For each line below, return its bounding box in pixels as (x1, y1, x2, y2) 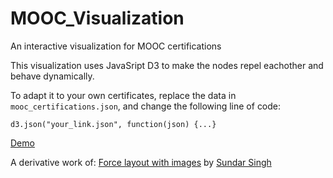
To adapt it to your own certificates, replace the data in (10, 89, 237, 101)
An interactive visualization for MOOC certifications (10, 40, 222, 52)
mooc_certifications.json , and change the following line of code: (10, 100, 282, 112)
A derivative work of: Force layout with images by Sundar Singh (10, 156, 272, 168)
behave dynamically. (10, 70, 95, 82)
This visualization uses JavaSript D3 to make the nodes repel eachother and (10, 59, 324, 71)
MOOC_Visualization (10, 7, 185, 30)
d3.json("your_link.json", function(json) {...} (10, 119, 217, 129)
